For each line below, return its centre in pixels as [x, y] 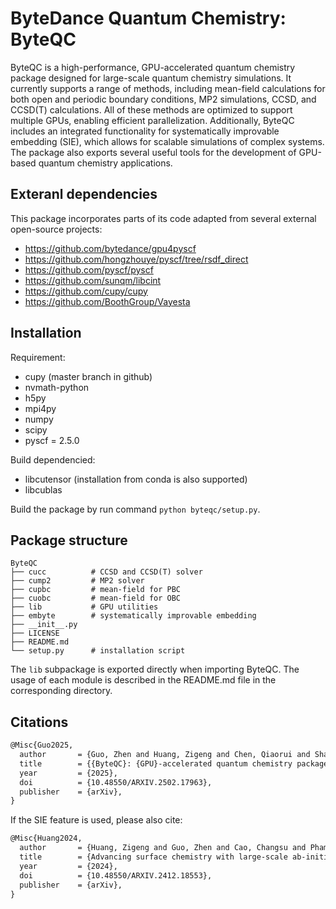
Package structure [69, 540]
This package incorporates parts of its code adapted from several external [163, 218]
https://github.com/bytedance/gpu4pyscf [110, 248]
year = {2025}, [68, 773]
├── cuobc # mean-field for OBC [96, 598]
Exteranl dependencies [84, 194]
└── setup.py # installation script [98, 651]
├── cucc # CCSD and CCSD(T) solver [106, 572]
